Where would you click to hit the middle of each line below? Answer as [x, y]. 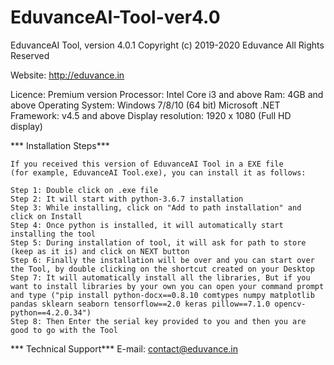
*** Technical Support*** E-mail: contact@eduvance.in [124, 348]
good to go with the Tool [64, 330]
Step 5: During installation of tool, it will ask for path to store [158, 242]
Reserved [30, 55]
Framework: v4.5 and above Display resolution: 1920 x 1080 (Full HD [151, 115]
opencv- [290, 304]
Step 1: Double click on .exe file [84, 190]
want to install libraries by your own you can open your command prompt [167, 286]
